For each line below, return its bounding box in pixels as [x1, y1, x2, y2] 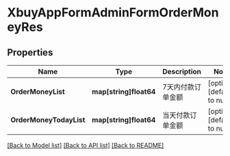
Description [162, 67, 202, 76]
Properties [7, 47, 53, 58]
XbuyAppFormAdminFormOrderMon [7, 5, 219, 21]
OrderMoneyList [10, 87, 65, 96]
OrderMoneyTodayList [10, 115, 86, 125]
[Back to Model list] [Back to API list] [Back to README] [7, 142, 164, 149]
